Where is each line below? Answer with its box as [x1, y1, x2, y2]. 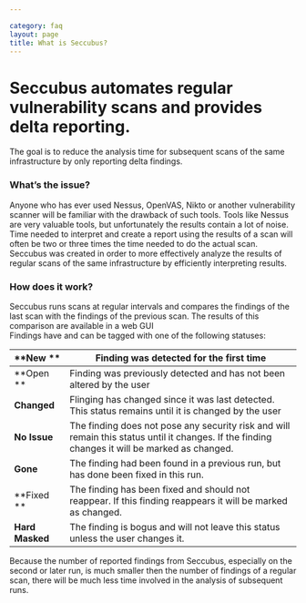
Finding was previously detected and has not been [69, 366, 285, 379]
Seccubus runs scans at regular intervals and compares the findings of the [9, 301, 290, 312]
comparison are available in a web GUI [9, 320, 154, 331]
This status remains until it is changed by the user [69, 404, 281, 417]
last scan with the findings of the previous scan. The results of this [9, 311, 260, 322]
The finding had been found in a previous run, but [69, 456, 281, 469]
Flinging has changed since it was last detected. [69, 393, 275, 405]
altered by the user [69, 378, 150, 391]
